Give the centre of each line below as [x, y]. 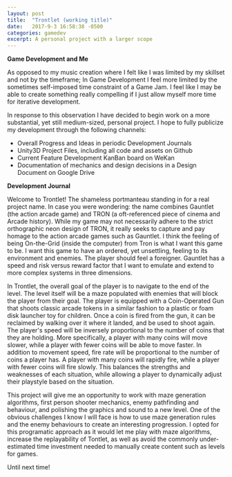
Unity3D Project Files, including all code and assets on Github [105, 151]
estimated [21, 447]
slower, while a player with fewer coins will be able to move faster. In [105, 345]
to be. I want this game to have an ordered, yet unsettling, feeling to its [107, 251]
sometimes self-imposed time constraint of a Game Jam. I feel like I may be [114, 87]
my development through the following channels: [77, 130]
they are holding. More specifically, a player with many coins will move [107, 338]
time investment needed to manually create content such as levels [131, 447]
